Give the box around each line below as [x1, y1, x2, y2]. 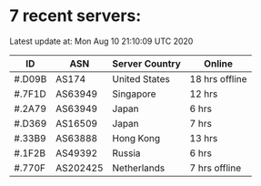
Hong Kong [112, 131, 161, 144]
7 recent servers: [9, 5, 142, 26]
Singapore [112, 88, 156, 100]
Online [204, 57, 234, 69]
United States [112, 72, 170, 85]
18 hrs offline [189, 72, 247, 85]
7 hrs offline [189, 161, 242, 174]
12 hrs [189, 88, 218, 100]
